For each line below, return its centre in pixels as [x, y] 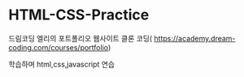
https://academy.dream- [195, 38]
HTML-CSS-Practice [79, 15]
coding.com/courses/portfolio [58, 47]
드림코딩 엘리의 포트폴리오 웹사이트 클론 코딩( [81, 38]
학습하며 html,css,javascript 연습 [62, 64]
